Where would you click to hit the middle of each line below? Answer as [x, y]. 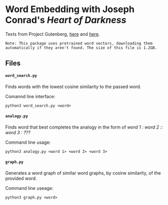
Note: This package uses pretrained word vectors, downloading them [79, 43]
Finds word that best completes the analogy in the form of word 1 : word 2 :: [84, 127]
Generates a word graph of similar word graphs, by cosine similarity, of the [83, 173]
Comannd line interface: [30, 96]
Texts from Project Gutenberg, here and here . [53, 34]
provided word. [21, 178]
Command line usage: [28, 142]
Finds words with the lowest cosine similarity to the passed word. [73, 87]
